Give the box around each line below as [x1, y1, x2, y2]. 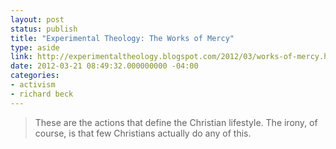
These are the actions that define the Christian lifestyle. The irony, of [34, 116, 318, 128]
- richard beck [10, 89, 74, 99]
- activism [10, 80, 56, 90]
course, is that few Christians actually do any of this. [34, 127, 252, 139]
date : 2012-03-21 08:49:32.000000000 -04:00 [10, 61, 199, 71]
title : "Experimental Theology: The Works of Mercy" [10, 33, 235, 43]
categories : [10, 71, 60, 81]
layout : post [10, 14, 65, 25]
